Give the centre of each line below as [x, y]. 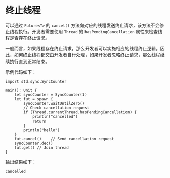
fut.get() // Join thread [42, 147]
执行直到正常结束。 [29, 61]
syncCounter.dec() [34, 143]
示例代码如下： [21, 72]
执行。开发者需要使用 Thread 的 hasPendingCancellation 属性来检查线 [91, 31]
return [39, 121]
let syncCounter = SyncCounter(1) [51, 95]
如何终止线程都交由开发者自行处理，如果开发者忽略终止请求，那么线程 [87, 55]
